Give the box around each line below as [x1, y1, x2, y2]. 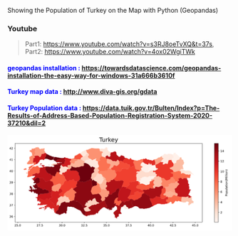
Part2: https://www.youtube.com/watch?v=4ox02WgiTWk [24, 48, 196, 56]
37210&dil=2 [7, 119, 46, 127]
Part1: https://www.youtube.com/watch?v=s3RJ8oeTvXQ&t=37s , [24, 40, 214, 48]
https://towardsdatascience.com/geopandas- [81, 63, 222, 72]
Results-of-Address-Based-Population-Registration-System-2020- [7, 112, 212, 120]
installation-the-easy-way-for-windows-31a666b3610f [7, 71, 175, 80]
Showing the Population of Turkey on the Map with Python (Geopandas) [7, 6, 219, 14]
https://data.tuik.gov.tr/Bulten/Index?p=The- [82, 104, 220, 112]
